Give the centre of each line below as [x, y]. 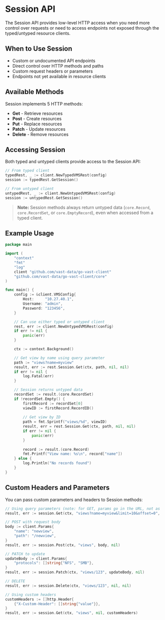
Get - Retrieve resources [37, 113]
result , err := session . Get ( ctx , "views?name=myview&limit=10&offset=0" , [83, 513]
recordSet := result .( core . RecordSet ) [54, 395]
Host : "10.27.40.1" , [48, 299]
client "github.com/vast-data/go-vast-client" [63, 272]
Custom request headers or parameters [52, 71]
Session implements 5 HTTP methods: [44, 104]
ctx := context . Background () [44, 349]
